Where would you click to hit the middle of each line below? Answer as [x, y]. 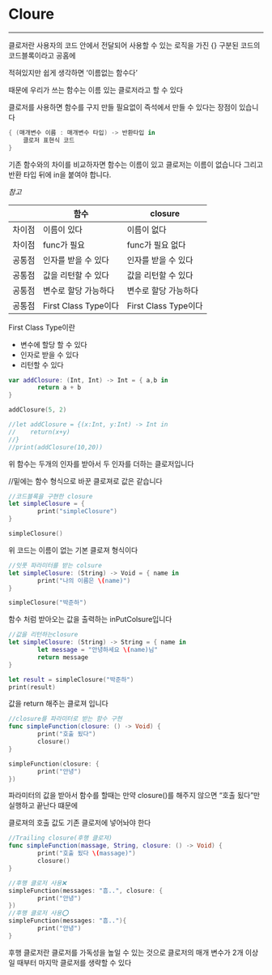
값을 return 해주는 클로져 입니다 [59, 704]
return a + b [59, 388]
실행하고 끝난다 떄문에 [43, 805]
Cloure [32, 14]
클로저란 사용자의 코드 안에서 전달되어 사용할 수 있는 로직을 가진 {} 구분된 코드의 [134, 45]
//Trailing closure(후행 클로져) [61, 838]
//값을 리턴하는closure [43, 635]
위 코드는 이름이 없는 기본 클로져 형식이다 [73, 550]
